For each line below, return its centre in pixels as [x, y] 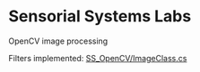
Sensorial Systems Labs [100, 16]
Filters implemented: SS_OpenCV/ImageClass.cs [98, 58]
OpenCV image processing [58, 41]
